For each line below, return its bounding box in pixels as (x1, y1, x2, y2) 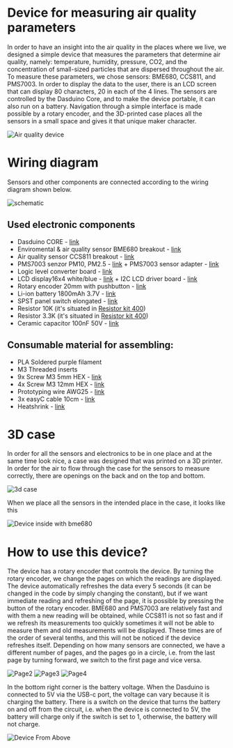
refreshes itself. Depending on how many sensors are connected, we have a (7, 641, 225, 650)
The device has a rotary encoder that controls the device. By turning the (7, 567, 214, 576)
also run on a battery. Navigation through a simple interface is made (7, 102, 202, 110)
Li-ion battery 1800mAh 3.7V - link (17, 289, 116, 298)
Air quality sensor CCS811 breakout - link (17, 252, 134, 261)
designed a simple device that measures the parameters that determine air (7, 50, 221, 59)
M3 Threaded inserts (17, 365, 78, 374)
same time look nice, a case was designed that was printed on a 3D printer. (7, 457, 223, 465)
